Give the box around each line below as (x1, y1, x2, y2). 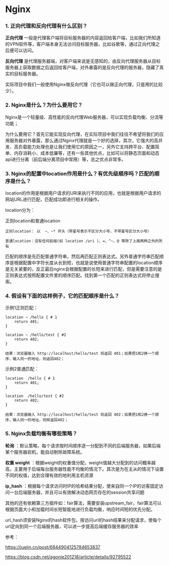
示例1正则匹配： (5, 305, 38, 311)
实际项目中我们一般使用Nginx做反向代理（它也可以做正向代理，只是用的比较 (5, 82, 163, 88)
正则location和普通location (5, 218, 60, 224)
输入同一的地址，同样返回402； (12, 417, 68, 423)
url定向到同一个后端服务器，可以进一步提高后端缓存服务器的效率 (5, 523, 139, 529)
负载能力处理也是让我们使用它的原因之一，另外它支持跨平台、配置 (18, 144, 155, 150)
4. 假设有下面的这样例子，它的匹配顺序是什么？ (5, 292, 120, 299)
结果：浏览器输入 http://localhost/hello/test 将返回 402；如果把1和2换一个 (5, 412, 155, 417)
